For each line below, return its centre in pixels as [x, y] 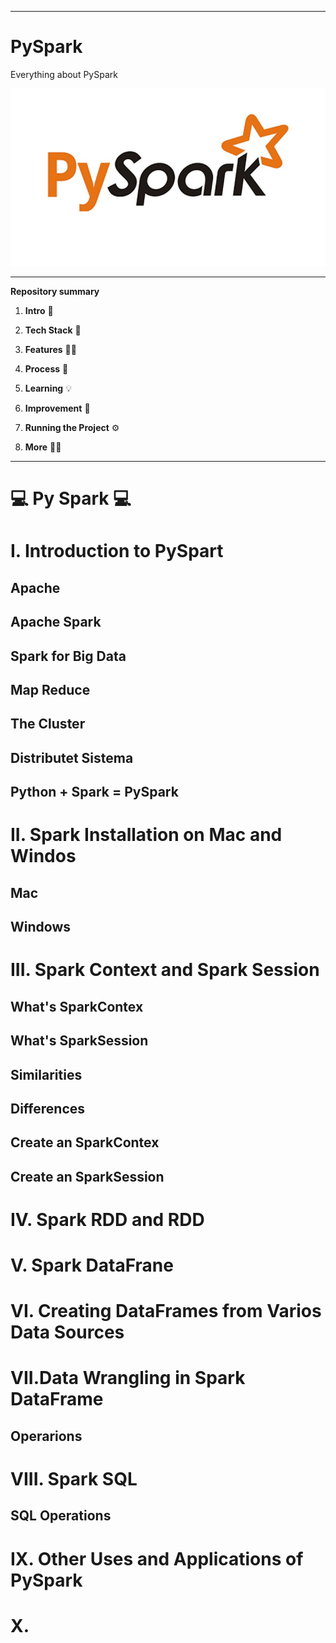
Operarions [46, 1436]
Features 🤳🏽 [50, 350]
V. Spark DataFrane [92, 1265]
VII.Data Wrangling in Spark [128, 1378]
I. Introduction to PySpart [117, 551]
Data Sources [67, 1332]
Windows [40, 927]
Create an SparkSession [87, 1176]
